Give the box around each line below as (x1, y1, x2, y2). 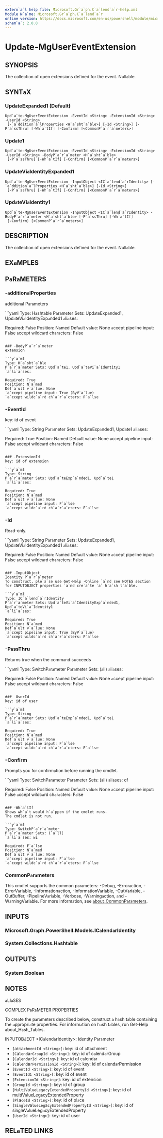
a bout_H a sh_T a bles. (5, 1026, 45, 1033)
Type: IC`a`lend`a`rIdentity (5, 596, 64, 601)
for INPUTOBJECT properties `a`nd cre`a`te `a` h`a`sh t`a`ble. (5, 584, 138, 588)
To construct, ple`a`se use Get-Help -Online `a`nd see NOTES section (5, 579, 151, 584)
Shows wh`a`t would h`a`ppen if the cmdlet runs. (5, 810, 108, 814)
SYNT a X (5, 88, 32, 96)
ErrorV (5, 888, 18, 894)
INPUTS (5, 912, 29, 921)
